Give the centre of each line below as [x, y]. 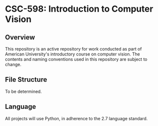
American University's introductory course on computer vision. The [72, 54]
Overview [20, 37]
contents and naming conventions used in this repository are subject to [76, 59]
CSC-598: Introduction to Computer [79, 9]
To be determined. [24, 91]
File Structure [26, 80]
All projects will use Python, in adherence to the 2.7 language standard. [76, 118]
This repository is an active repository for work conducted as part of [73, 49]
